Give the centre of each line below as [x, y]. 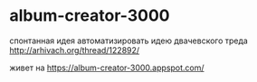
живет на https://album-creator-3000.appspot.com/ [107, 68]
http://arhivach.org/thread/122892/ [75, 50]
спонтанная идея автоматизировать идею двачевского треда [129, 41]
